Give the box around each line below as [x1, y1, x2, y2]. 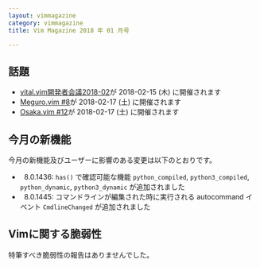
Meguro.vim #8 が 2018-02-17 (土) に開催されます [19, 97, 181, 107]
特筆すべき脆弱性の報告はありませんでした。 [8, 250, 153, 259]
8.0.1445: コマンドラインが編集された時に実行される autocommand [23, 192, 244, 201]
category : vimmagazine [8, 19, 83, 27]
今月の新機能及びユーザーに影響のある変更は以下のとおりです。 [8, 156, 217, 164]
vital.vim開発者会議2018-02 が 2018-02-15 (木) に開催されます [19, 87, 222, 97]
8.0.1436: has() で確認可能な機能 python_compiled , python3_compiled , [23, 172, 250, 181]
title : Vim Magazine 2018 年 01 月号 [8, 26, 130, 34]
